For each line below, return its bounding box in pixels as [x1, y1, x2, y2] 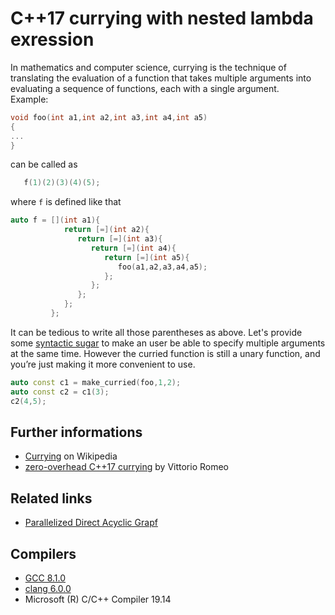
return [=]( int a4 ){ [90, 243, 177, 253]
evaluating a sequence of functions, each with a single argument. [10, 82, 280, 94]
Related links [10, 490, 93, 507]
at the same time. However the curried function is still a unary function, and [10, 347, 321, 359]
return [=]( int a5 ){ [104, 252, 190, 262]
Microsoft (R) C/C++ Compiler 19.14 [24, 593, 172, 605]
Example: [10, 93, 49, 105]
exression [10, 28, 95, 51]
